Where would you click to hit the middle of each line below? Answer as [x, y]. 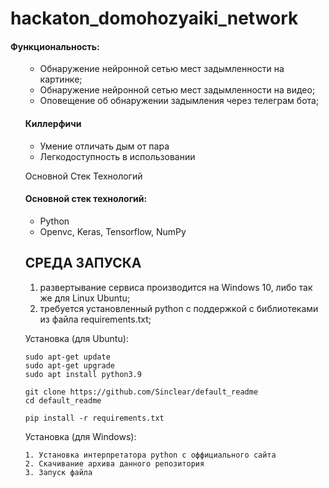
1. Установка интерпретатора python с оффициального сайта [150, 455]
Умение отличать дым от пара [104, 146]
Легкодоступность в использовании [117, 156]
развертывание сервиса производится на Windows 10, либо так [176, 287]
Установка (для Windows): [80, 436]
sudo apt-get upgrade [69, 365]
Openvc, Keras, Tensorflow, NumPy [113, 231]
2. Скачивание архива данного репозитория [114, 463]
